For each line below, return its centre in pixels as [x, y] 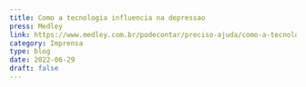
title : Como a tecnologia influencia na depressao [107, 18]
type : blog [30, 52]
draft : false [34, 69]
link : [20, 34]
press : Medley [36, 26]
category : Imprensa [46, 43]
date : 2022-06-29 [42, 60]
